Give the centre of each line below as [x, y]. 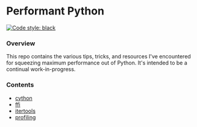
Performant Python [55, 11]
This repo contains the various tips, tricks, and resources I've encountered [98, 57]
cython [24, 98]
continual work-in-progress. [41, 69]
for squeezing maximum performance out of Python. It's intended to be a [97, 63]
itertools [25, 111]
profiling [25, 117]
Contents [20, 85]
